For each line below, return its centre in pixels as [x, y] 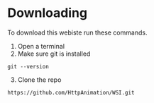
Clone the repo [39, 80]
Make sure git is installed [54, 54]
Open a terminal [41, 46]
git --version [28, 66]
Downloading [47, 13]
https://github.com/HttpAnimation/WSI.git [71, 92]
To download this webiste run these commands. [77, 32]
